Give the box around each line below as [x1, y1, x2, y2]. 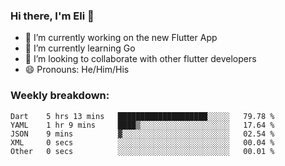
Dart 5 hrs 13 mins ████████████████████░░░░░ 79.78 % [10, 111, 275, 121]
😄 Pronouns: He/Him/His [24, 64, 130, 76]
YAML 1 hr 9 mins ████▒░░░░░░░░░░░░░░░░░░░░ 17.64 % [10, 120, 275, 130]
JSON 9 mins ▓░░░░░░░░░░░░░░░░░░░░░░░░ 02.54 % [10, 129, 275, 139]
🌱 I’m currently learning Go [24, 42, 136, 54]
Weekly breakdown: [10, 89, 110, 103]
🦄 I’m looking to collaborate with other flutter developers [24, 53, 257, 65]
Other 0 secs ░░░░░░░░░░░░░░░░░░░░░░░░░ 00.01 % [10, 146, 275, 156]
